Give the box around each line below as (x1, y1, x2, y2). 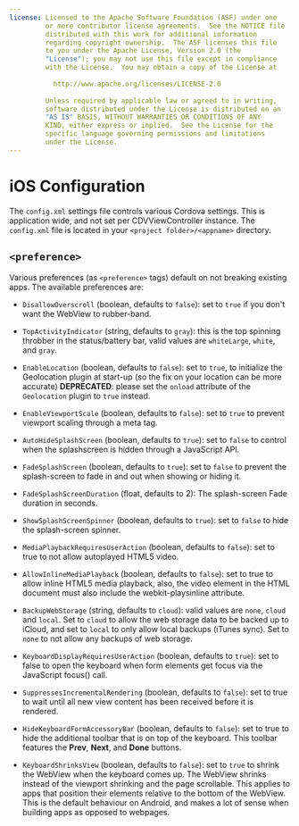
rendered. (21, 705, 59, 716)
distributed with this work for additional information (45, 29, 257, 38)
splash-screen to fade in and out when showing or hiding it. (21, 471, 242, 481)
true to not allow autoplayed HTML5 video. (21, 551, 179, 562)
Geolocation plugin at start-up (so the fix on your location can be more (21, 371, 282, 382)
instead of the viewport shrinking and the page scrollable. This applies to (21, 778, 291, 788)
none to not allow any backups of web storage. (21, 633, 194, 644)
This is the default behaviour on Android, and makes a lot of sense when (21, 797, 289, 808)
